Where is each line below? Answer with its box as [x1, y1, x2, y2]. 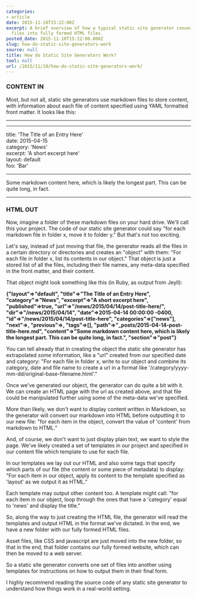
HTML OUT [6, 205, 39, 213]
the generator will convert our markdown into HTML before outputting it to [6, 412, 185, 419]
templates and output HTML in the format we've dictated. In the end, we [6, 519, 180, 526]
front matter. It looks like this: [6, 108, 76, 115]
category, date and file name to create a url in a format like [6, 364, 148, 371]
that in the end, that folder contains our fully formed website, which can [6, 543, 179, 550]
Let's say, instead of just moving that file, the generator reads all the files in [6, 242, 188, 250]
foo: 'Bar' [6, 162, 29, 169]
